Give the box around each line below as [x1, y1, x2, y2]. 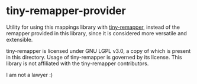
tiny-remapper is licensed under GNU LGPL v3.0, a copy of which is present [6, 47, 191, 54]
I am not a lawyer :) [6, 71, 53, 78]
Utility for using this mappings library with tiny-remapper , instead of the [6, 23, 180, 31]
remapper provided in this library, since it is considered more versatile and [6, 29, 188, 36]
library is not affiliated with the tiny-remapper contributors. [6, 60, 149, 67]
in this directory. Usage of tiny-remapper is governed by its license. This [6, 53, 182, 61]
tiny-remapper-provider [6, 4, 126, 18]
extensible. [6, 36, 33, 43]
